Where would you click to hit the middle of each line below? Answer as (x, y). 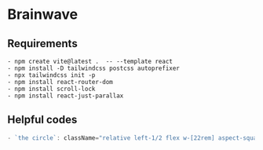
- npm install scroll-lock (51, 89)
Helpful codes (42, 120)
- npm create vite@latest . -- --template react (90, 61)
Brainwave (43, 15)
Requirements (42, 44)
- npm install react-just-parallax (66, 96)
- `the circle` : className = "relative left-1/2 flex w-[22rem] (111, 138)
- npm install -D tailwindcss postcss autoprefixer (93, 68)
